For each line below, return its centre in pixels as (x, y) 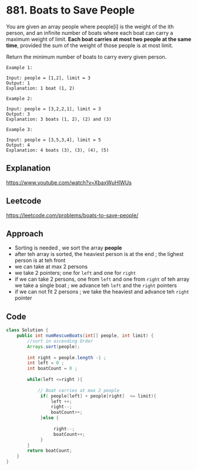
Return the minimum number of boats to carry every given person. (86, 57)
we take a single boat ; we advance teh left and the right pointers (96, 285)
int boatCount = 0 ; (52, 369)
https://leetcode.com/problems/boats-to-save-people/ (72, 215)
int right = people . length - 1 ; (67, 357)
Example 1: (19, 68)
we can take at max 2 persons (51, 267)
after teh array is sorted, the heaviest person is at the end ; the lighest (99, 254)
